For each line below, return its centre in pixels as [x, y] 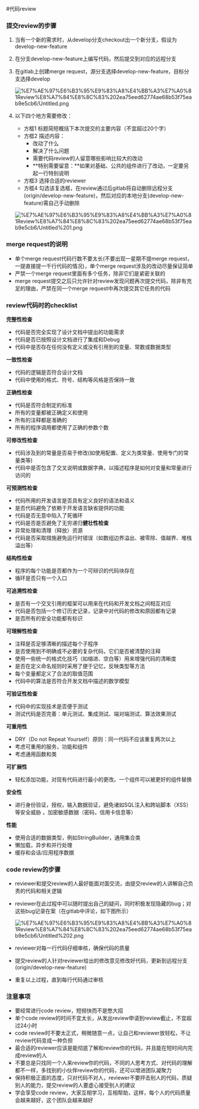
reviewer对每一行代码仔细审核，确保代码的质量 [72, 948]
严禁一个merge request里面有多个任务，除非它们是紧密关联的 [90, 273]
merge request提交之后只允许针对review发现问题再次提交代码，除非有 [101, 281]
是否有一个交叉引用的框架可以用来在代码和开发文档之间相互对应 [93, 603]
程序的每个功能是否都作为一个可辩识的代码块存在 [75, 570]
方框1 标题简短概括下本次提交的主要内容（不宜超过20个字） [96, 129]
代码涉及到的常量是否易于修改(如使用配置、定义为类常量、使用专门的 [99, 453]
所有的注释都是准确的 [41, 420]
